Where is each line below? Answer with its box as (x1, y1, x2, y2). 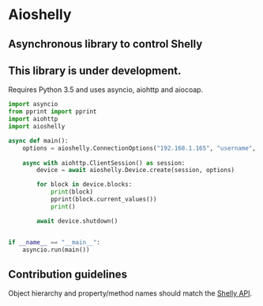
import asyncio (8, 101, 58, 109)
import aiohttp (8, 115, 58, 124)
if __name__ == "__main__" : (8, 238, 101, 247)
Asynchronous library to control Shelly (8, 37, 203, 51)
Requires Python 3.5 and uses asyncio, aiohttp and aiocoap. (8, 85, 204, 94)
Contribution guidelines (8, 267, 128, 281)
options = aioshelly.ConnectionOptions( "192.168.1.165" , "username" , (22, 144, 257, 152)
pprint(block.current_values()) (50, 196, 157, 204)
